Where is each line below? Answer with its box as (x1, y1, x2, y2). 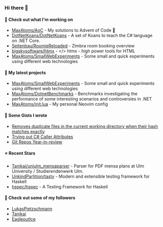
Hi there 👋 (4, 4, 29, 11)
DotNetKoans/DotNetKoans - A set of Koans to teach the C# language (11, 33, 153, 39)
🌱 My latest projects (4, 69, 46, 75)
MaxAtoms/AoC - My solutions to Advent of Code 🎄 (11, 27, 116, 33)
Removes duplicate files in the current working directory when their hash (11, 123, 158, 129)
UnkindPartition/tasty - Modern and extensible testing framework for (11, 173, 150, 179)
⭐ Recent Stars (4, 150, 36, 156)
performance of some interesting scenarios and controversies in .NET (11, 96, 152, 102)
